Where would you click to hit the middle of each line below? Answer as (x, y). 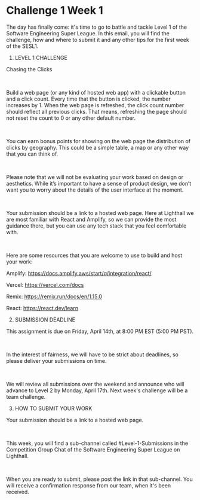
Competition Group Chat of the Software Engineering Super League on (93, 449)
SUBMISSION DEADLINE (45, 319)
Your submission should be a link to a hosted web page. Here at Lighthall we (100, 213)
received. (18, 492)
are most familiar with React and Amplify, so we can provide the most (91, 219)
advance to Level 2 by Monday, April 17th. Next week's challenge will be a (97, 390)
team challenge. (26, 396)
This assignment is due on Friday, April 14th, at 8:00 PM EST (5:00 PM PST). (100, 331)
